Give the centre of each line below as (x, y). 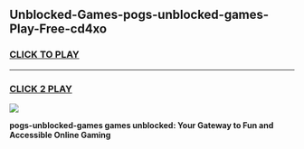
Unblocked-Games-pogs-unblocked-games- (139, 15)
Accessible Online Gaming (60, 135)
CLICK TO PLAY (44, 55)
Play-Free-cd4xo (58, 29)
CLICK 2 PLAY (41, 88)
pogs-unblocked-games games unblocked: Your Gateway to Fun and (142, 125)
